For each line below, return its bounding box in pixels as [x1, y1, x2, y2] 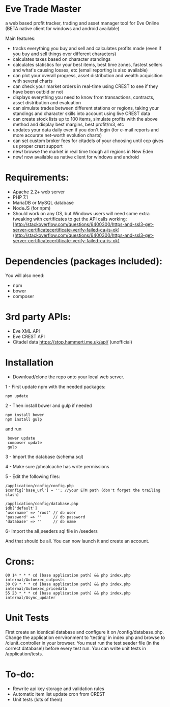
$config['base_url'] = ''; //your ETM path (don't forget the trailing [5, 488, 160, 493]
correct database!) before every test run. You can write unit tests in [5, 645, 146, 651]
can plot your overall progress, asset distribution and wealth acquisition [12, 72, 163, 78]
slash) [5, 492, 19, 497]
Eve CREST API [12, 333, 45, 339]
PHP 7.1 [12, 194, 28, 200]
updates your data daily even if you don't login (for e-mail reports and [12, 126, 159, 133]
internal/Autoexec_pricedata [5, 586, 67, 591]
